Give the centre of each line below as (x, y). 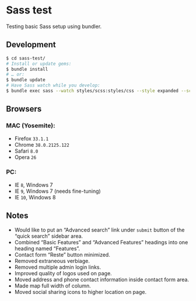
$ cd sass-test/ (26, 58)
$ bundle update (26, 80)
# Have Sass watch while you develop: (53, 85)
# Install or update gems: (39, 64)
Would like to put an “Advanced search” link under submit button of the (99, 230)
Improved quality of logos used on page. (63, 273)
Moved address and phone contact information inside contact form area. (102, 279)
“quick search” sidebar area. (49, 236)
